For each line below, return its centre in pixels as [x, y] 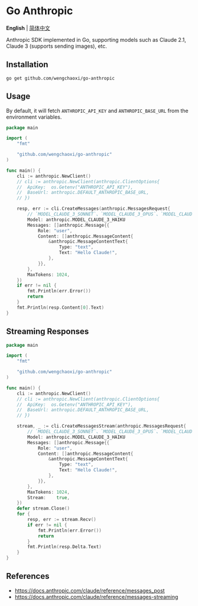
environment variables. [34, 117]
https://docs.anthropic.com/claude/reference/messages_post [90, 590]
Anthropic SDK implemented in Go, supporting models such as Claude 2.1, [96, 40]
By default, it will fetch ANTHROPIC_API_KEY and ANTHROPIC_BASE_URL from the [97, 110]
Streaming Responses [48, 332]
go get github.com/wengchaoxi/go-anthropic [61, 78]
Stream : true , [48, 497]
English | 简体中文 [28, 28]
